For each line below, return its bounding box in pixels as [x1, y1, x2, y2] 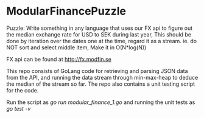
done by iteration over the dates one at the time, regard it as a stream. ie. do [6, 37, 197, 44]
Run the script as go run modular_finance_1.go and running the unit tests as [6, 99, 195, 106]
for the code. [6, 86, 39, 94]
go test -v [6, 105, 31, 112]
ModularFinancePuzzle [6, 4, 127, 18]
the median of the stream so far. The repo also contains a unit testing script [6, 80, 195, 88]
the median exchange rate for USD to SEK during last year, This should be [6, 30, 192, 38]
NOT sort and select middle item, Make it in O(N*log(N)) [6, 44, 147, 51]
